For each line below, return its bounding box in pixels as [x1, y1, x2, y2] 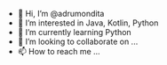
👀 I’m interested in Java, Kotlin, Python [17, 18, 159, 28]
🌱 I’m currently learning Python [17, 27, 131, 37]
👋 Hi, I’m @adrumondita [17, 9, 105, 18]
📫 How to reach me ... [17, 47, 100, 56]
